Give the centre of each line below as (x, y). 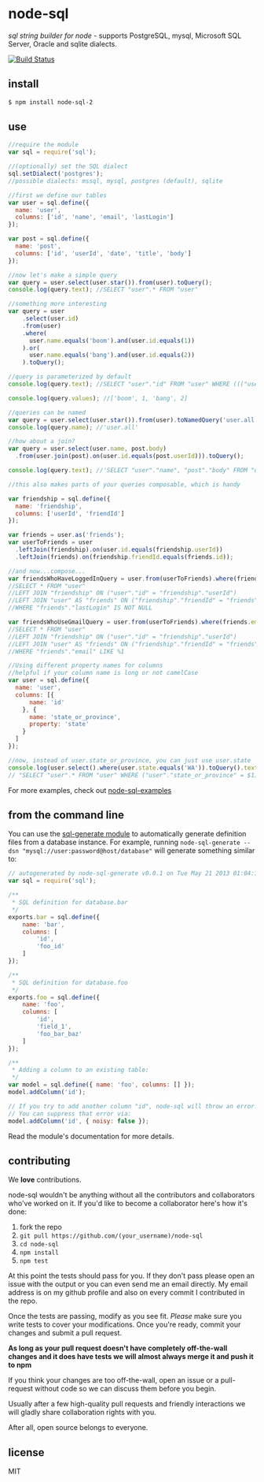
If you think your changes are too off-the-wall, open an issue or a (114, 1380)
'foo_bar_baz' (59, 1033)
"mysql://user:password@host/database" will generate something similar (139, 851)
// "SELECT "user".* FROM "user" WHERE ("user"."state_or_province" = (126, 775)
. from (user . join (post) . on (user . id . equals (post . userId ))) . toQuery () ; (130, 456)
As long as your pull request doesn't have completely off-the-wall (118, 1348)
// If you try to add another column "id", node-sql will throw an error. (133, 1106)
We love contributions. (45, 1180)
